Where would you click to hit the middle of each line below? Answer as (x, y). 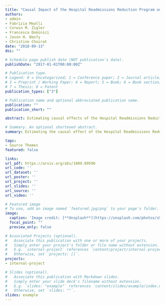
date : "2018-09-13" (25, 46)
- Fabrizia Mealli (24, 23)
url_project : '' (22, 182)
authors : (14, 14)
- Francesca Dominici (27, 32)
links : (12, 159)
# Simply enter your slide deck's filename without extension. (73, 281)
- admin (13, 19)
